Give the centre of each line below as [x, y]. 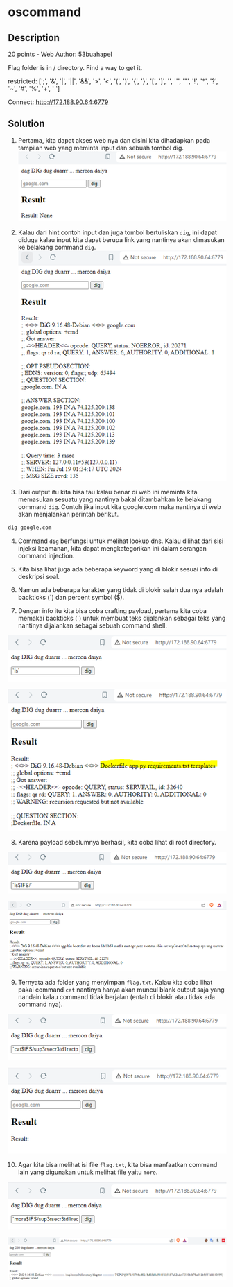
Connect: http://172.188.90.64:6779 [58, 102]
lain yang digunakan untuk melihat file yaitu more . [88, 1172]
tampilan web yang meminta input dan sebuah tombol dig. [101, 148]
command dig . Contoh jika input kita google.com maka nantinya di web [119, 507]
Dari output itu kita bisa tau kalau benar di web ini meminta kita [107, 492]
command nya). [40, 1004]
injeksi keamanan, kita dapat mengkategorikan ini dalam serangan [112, 549]
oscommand [45, 12]
